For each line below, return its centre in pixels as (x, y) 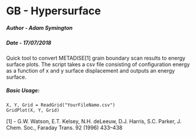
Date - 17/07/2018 (29, 43)
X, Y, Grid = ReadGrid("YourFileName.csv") (61, 105)
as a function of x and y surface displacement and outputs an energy (91, 70)
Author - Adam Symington (39, 27)
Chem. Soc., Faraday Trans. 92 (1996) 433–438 (64, 127)
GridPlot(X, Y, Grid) (33, 110)
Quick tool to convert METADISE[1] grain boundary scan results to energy (96, 58)
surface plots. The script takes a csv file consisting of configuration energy (98, 64)
